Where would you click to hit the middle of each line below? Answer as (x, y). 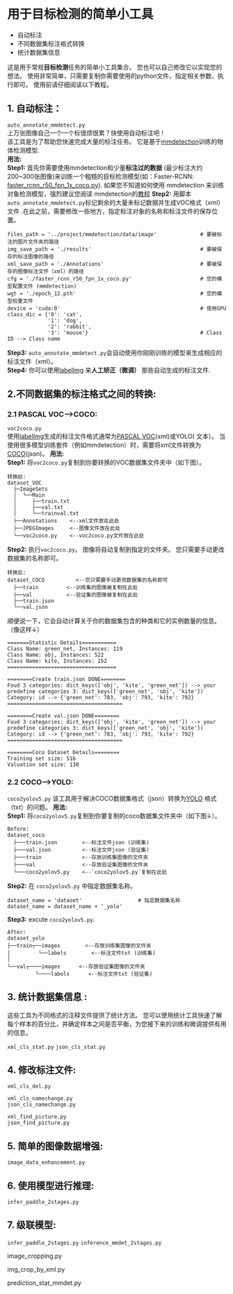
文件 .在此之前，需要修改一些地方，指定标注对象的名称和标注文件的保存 (110, 211)
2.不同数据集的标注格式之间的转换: (82, 394)
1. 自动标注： (35, 109)
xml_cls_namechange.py (40, 1099)
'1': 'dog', (65, 320)
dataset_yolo (26, 938)
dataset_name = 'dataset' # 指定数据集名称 (94, 900)
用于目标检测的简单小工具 (81, 14)
